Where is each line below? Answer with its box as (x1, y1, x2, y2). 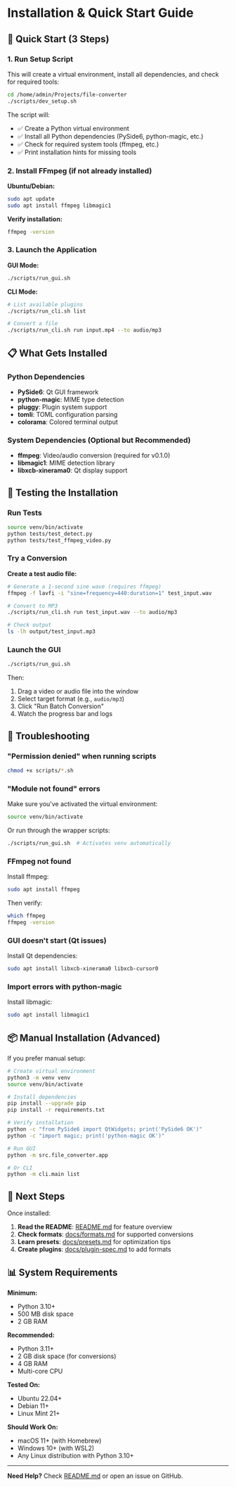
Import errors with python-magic (7, 981, 122, 991)
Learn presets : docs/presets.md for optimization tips (17, 1238, 171, 1246)
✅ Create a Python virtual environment (17, 124, 130, 132)
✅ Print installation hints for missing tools (17, 148, 137, 156)
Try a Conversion (7, 553, 67, 563)
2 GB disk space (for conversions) (17, 1352, 117, 1360)
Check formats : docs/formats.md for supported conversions (17, 1230, 194, 1238)
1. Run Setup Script (7, 54, 74, 64)
